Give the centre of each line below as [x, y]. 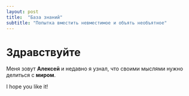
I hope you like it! [27, 86]
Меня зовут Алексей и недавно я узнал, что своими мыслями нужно [95, 69]
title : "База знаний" [34, 17]
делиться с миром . [31, 75]
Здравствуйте [43, 52]
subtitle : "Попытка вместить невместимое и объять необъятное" [87, 23]
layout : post [22, 12]
